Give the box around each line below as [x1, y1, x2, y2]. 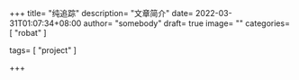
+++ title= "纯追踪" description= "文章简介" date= [9, 8, 194, 18]
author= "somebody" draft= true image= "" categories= [83, 18, 291, 29]
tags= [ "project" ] [9, 45, 77, 56]
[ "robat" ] [9, 28, 47, 38]
